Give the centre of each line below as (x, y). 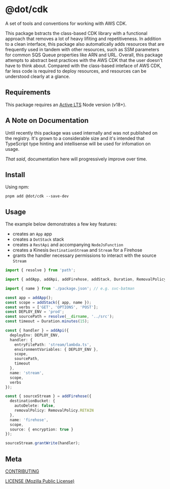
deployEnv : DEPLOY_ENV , (35, 335)
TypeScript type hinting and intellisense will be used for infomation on (78, 144)
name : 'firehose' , (29, 420)
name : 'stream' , (27, 373)
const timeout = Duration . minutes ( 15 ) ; (47, 321)
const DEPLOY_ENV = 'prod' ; (35, 312)
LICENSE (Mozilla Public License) (40, 481)
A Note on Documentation (47, 121)
